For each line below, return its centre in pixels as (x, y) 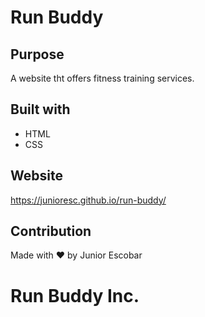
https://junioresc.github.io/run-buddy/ (88, 200)
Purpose (37, 54)
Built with (40, 109)
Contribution (51, 231)
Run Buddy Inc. (75, 295)
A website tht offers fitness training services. (102, 78)
